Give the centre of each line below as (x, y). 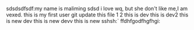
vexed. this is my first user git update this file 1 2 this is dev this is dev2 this (97, 15)
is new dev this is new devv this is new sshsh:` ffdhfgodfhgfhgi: (83, 21)
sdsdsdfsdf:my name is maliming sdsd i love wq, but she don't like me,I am (97, 9)
